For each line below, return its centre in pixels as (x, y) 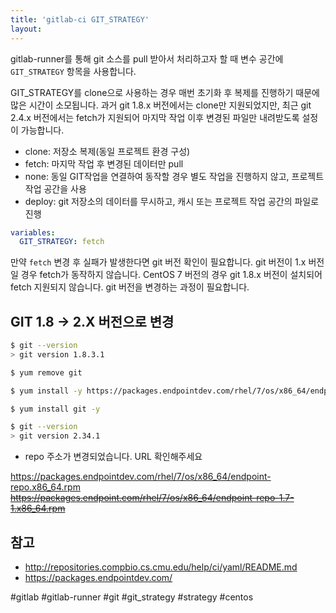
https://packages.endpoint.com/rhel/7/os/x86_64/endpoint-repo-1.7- (152, 498)
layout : (26, 29)
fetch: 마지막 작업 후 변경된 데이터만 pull (104, 163)
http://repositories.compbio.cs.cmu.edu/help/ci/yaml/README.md (161, 567)
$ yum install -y (46, 391)
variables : (33, 232)
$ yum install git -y (55, 409)
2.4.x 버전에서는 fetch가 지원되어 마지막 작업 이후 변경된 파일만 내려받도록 (155, 117)
